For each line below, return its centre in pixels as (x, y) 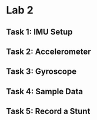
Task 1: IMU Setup (39, 32)
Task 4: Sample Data (45, 91)
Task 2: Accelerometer (48, 51)
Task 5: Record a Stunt (48, 112)
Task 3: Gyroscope (41, 72)
